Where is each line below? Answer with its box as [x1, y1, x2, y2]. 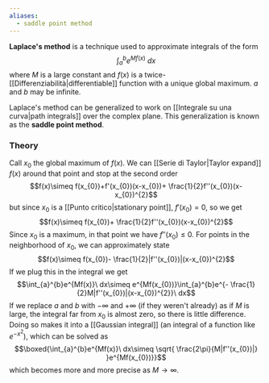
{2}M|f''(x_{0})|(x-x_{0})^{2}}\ [77, 288, 176, 298]
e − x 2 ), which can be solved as [9, 328, 109, 341]
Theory [9, 139, 39, 151]
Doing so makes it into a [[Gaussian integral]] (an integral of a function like [9, 320, 256, 330]
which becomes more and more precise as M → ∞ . [9, 364, 180, 375]
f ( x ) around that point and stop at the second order [9, 169, 178, 178]
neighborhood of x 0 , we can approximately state [9, 239, 170, 252]
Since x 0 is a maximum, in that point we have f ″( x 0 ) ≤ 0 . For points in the [9, 229, 250, 241]
